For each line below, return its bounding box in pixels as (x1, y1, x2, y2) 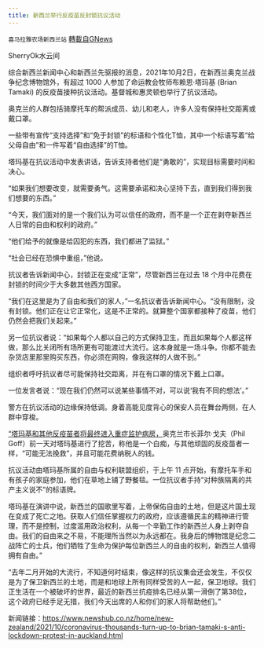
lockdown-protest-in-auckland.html (8, 630, 123, 640)
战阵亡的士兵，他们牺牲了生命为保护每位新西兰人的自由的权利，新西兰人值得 (8, 540, 256, 550)
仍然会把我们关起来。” (8, 316, 77, 325)
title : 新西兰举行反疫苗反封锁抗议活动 (8, 11, 121, 20)
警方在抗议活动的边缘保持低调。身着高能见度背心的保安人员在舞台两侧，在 (8, 402, 249, 412)
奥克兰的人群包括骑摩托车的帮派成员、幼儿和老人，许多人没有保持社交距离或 (8, 104, 256, 113)
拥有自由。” (8, 551, 43, 560)
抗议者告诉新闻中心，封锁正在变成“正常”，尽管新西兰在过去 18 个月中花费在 (8, 269, 253, 279)
